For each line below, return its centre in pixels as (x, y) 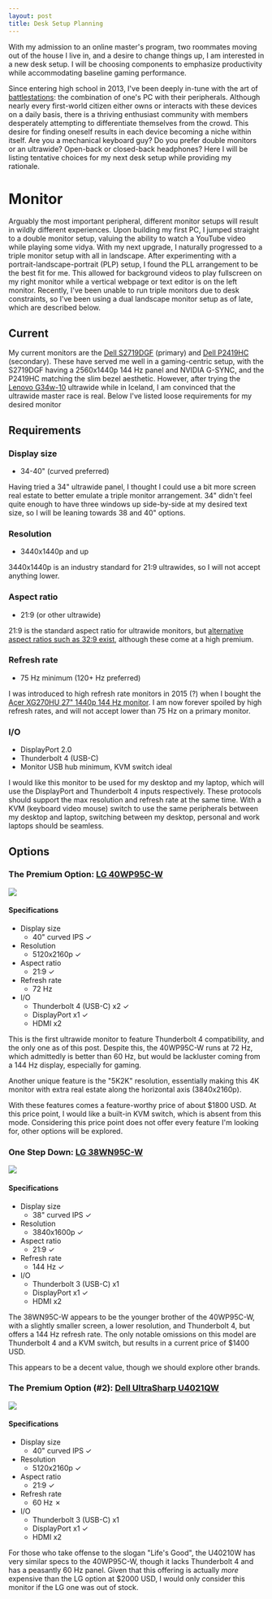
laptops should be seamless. (56, 826)
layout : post (30, 16)
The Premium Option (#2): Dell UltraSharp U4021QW (114, 1388)
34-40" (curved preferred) (65, 471)
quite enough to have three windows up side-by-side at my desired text (128, 504)
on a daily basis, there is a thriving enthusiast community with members (128, 114)
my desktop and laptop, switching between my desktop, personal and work (134, 817)
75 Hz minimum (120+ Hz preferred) (80, 678)
